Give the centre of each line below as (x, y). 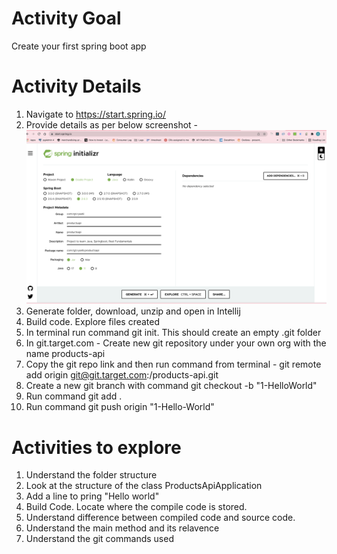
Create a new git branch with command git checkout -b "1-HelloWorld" (171, 386)
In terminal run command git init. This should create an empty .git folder (173, 333)
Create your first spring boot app (79, 46)
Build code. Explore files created (93, 322)
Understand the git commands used (99, 539)
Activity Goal (66, 18)
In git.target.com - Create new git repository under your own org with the (176, 343)
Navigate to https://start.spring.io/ (96, 114)
